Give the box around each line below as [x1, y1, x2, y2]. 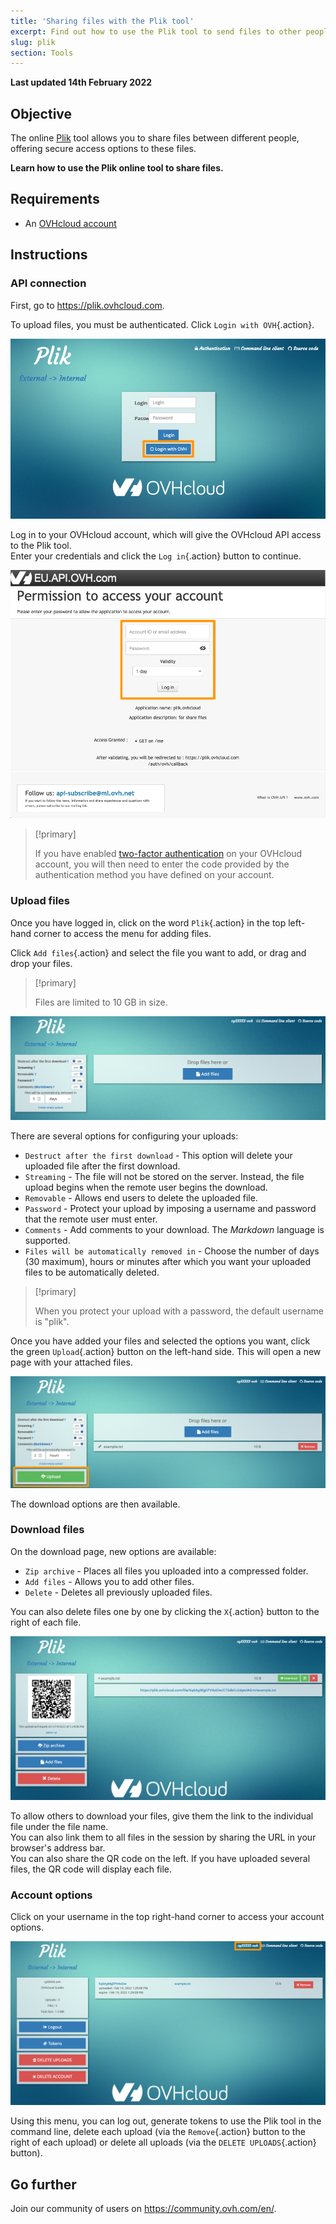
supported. [24, 1235, 71, 1247]
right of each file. [10, 1616, 82, 1628]
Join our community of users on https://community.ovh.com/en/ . [10, 2203, 277, 2215]
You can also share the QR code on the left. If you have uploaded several [10, 1853, 311, 1865]
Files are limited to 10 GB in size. [34, 996, 168, 1008]
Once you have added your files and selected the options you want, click [10, 1335, 311, 1347]
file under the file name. [10, 1821, 109, 1833]
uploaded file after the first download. [24, 1160, 181, 1172]
